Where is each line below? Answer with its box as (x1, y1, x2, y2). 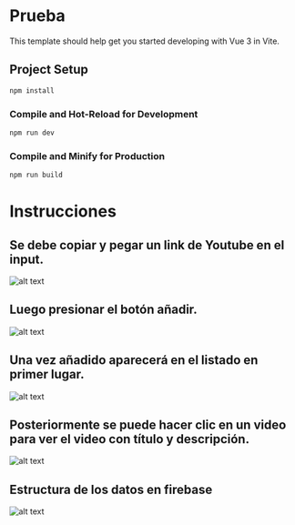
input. (9, 251, 44, 267)
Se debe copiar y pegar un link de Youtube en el (9, 237, 285, 253)
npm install (9, 86, 55, 96)
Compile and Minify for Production (9, 149, 166, 162)
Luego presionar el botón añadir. (9, 302, 198, 318)
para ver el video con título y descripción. (9, 431, 250, 447)
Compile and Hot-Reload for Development (9, 107, 198, 120)
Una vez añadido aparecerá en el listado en (9, 352, 259, 369)
